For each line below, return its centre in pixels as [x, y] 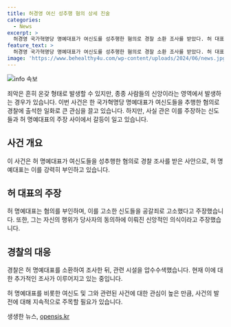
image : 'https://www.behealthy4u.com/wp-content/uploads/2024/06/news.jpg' [118, 59]
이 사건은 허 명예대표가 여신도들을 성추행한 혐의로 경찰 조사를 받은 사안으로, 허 [112, 161]
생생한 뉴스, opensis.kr [38, 317]
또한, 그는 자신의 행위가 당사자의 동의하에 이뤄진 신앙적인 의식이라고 [107, 220]
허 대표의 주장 [34, 193]
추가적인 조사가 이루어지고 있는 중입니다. [68, 279]
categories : [24, 20]
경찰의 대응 [29, 252]
